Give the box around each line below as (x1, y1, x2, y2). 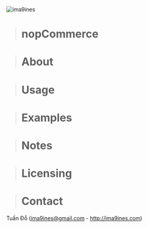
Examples (21, 110, 72, 124)
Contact (21, 194, 63, 208)
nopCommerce (21, 27, 99, 41)
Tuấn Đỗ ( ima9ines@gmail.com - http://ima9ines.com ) (6, 215, 143, 222)
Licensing (21, 166, 72, 180)
